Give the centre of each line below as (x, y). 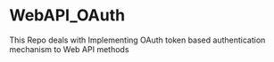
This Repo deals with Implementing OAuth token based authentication (137, 40)
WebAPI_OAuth (67, 15)
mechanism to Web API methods (69, 49)
